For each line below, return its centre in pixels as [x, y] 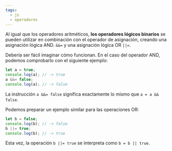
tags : [11, 10]
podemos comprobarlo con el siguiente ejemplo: [56, 61]
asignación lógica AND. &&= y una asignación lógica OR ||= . [68, 45]
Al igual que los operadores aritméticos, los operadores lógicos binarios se [85, 34]
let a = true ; [21, 70]
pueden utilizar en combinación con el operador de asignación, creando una [86, 40]
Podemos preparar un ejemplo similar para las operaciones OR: [72, 109]
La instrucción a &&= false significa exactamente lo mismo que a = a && [82, 94]
